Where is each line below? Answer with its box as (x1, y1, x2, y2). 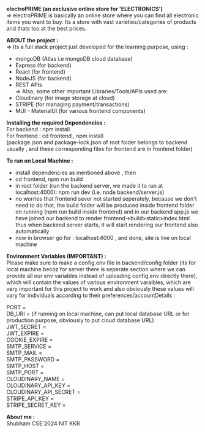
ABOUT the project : (6, 37, 59, 44)
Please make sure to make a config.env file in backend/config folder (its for (6, 259, 196, 266)
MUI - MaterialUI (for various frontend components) (15, 107, 146, 114)
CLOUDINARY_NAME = (6, 376, 65, 382)
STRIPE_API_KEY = (6, 395, 54, 402)
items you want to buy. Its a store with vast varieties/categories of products (6, 18, 197, 25)
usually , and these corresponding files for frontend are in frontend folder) (6, 145, 193, 152)
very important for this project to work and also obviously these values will (6, 285, 194, 292)
